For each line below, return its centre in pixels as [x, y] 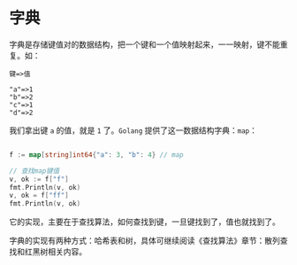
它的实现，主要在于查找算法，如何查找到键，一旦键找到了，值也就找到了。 [145, 222]
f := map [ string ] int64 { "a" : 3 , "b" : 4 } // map [96, 155]
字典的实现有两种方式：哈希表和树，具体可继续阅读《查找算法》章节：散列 [145, 241]
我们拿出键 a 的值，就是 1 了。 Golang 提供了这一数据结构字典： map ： [133, 130]
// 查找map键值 [34, 171]
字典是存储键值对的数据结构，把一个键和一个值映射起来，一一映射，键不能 [145, 44]
